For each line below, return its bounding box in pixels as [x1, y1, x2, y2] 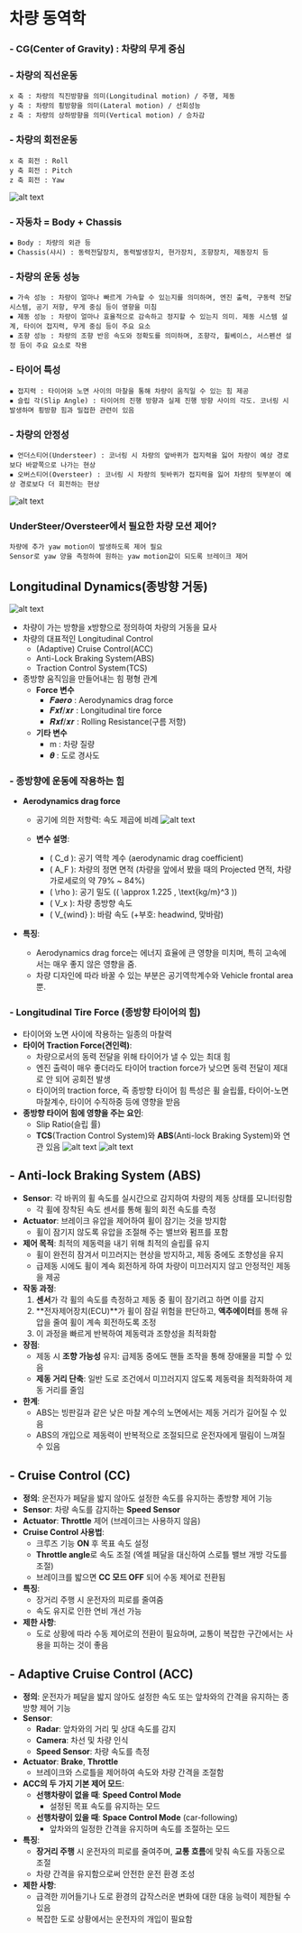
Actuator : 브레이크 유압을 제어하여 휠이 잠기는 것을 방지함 [22, 1216, 227, 1226]
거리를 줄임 [45, 1384, 85, 1395]
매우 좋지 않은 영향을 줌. [52, 958, 137, 970]
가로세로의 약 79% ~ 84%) [49, 875, 146, 886]
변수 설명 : [35, 834, 70, 845]
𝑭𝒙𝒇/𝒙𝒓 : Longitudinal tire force [49, 705, 162, 716]
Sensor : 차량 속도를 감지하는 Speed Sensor [22, 1504, 181, 1515]
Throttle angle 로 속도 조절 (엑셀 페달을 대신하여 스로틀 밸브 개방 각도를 [35, 1549, 288, 1560]
